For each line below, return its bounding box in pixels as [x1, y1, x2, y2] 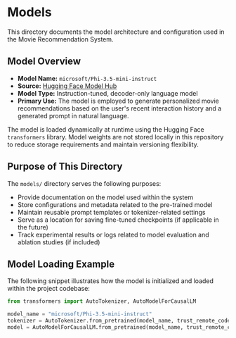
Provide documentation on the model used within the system [17, 193, 194, 201]
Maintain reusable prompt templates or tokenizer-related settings [17, 208, 206, 216]
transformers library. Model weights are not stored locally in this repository [7, 132, 224, 141]
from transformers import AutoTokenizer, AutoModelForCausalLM [7, 298, 197, 305]
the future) [17, 223, 49, 231]
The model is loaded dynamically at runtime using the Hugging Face [7, 125, 205, 134]
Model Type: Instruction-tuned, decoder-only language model [17, 89, 198, 97]
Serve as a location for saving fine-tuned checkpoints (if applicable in [17, 215, 219, 224]
